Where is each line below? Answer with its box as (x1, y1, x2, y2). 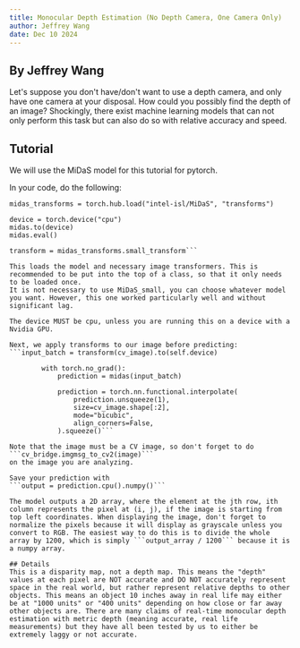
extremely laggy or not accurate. (9, 630, 139, 639)
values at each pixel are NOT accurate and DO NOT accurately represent (9, 576, 287, 584)
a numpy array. (9, 544, 66, 553)
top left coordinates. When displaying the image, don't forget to (9, 513, 267, 522)
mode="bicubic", (73, 411, 134, 420)
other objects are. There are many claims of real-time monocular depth (9, 607, 287, 616)
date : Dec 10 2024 (9, 30, 78, 38)
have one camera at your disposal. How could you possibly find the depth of (9, 96, 291, 107)
